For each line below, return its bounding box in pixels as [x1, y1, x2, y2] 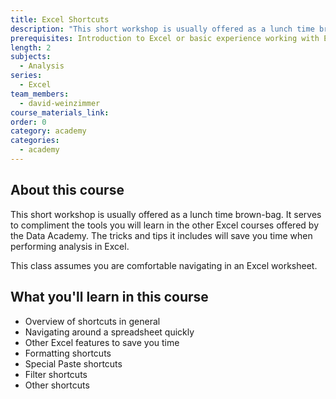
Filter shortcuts [24, 368, 88, 380]
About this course [10, 182, 125, 199]
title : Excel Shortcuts [10, 14, 110, 25]
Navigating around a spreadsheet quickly [24, 326, 195, 338]
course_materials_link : [10, 107, 110, 118]
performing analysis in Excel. [10, 240, 130, 252]
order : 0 [10, 117, 47, 127]
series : [10, 71, 43, 81]
